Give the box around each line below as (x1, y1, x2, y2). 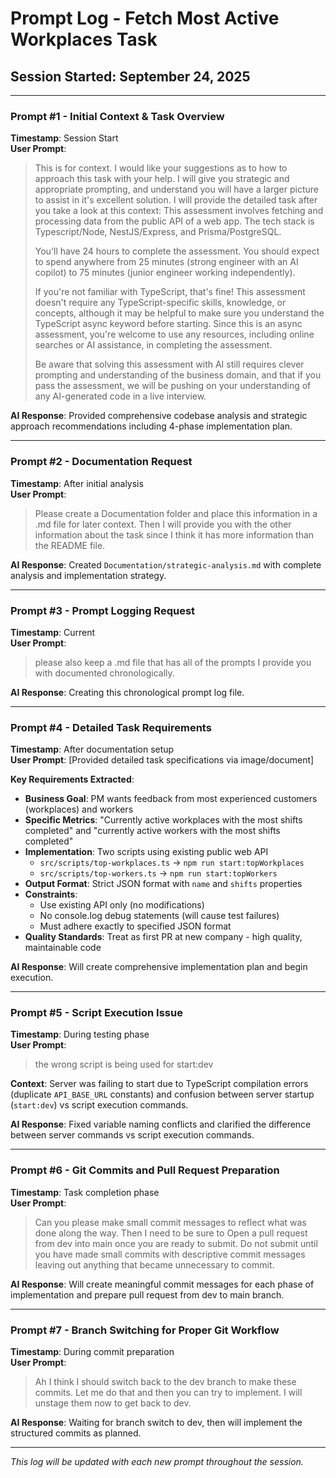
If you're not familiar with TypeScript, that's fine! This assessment (34, 286, 306, 298)
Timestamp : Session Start (10, 132, 119, 144)
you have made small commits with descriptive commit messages (34, 1248, 306, 1260)
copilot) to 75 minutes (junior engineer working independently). (34, 267, 296, 279)
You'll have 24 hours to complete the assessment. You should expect (34, 245, 320, 257)
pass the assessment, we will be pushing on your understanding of (34, 380, 312, 392)
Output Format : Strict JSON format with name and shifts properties (24, 878, 303, 890)
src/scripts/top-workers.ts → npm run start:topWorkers (39, 867, 278, 879)
